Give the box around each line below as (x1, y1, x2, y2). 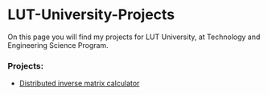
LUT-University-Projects (7, 6, 175, 24)
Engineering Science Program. (7, 40, 109, 49)
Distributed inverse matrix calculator (19, 78, 140, 89)
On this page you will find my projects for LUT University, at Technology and (7, 32, 261, 42)
